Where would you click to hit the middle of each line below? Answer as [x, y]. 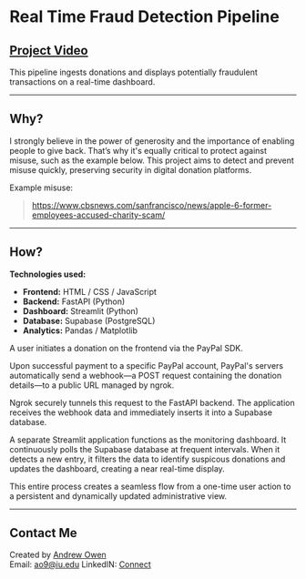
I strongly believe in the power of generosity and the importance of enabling [152, 141]
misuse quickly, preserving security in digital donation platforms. [131, 169]
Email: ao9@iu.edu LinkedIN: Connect [81, 564]
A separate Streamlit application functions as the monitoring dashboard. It [148, 440]
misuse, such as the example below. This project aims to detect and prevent [152, 160]
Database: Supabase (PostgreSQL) [89, 320]
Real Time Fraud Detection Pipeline [144, 17]
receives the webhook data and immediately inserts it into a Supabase [141, 412]
